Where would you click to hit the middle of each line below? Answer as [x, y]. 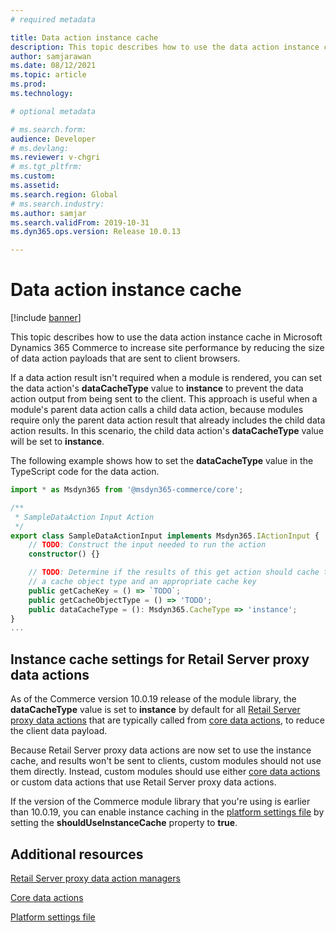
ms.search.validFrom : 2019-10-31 [80, 222]
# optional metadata [53, 111]
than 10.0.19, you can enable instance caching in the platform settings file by [167, 812]
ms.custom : [33, 176]
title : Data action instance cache [84, 37]
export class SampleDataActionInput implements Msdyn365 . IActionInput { [165, 536]
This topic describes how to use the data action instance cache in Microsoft [166, 337]
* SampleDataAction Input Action [84, 517]
